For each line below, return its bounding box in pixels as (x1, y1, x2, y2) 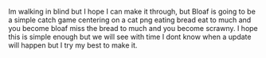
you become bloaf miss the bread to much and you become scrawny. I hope (8, 24, 259, 33)
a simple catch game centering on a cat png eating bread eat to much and (8, 15, 252, 25)
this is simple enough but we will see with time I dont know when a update (8, 32, 252, 41)
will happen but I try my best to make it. (8, 41, 138, 50)
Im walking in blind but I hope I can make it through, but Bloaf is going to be (8, 7, 256, 16)
